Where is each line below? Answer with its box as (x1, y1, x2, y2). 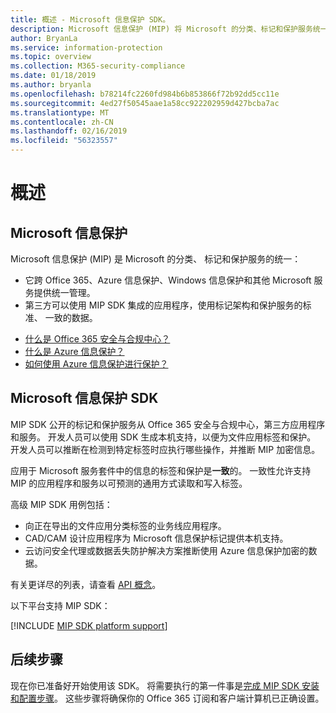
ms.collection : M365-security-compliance (10, 61, 186, 71)
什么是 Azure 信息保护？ (24, 346, 125, 357)
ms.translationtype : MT (10, 107, 110, 118)
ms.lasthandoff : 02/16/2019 (10, 126, 128, 136)
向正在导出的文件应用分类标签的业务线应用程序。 (24, 519, 227, 531)
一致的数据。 (44, 312, 98, 323)
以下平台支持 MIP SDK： (10, 599, 111, 611)
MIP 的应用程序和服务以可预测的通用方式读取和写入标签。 (10, 477, 248, 489)
